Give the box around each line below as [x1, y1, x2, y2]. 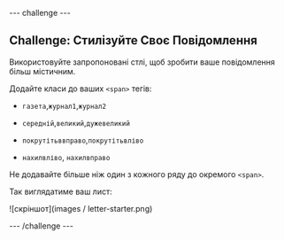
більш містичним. [9, 66, 76, 76]
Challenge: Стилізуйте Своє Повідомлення [9, 33, 258, 48]
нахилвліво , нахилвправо [21, 151, 111, 162]
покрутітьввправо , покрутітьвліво [21, 135, 144, 145]
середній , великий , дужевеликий [21, 117, 131, 128]
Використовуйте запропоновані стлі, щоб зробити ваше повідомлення [9, 57, 276, 67]
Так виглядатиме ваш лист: [9, 186, 112, 197]
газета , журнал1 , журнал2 [21, 100, 107, 111]
